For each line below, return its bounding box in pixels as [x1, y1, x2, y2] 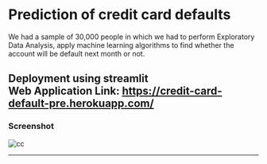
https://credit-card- [122, 84, 222, 98]
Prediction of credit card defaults [8, 6, 231, 24]
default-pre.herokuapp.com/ [8, 97, 154, 111]
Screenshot [8, 121, 54, 132]
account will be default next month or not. [8, 49, 145, 58]
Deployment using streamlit [8, 72, 149, 85]
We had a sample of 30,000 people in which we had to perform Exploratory [8, 32, 255, 41]
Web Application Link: [8, 84, 120, 98]
